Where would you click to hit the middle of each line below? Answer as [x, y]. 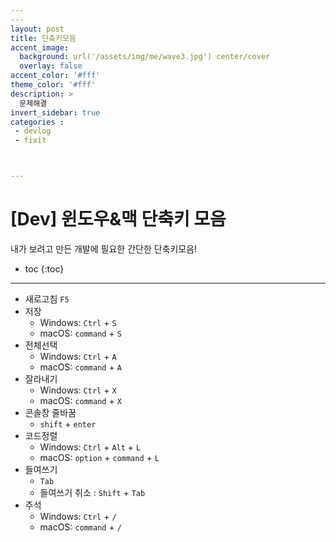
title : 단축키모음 [43, 38]
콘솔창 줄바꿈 [50, 412]
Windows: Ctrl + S [78, 322]
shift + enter [68, 423]
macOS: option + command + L [99, 457]
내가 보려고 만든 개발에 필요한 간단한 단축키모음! [104, 248]
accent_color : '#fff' [55, 76]
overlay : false [51, 66]
